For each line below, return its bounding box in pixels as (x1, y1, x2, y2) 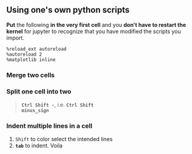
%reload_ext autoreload (6, 46, 67, 52)
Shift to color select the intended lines (15, 136, 113, 143)
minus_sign (21, 108, 49, 114)
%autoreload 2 (6, 51, 43, 57)
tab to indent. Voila (15, 142, 63, 149)
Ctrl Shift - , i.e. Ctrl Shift (21, 101, 94, 109)
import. (6, 34, 24, 42)
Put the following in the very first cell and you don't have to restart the (6, 21, 187, 28)
